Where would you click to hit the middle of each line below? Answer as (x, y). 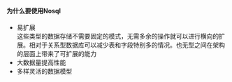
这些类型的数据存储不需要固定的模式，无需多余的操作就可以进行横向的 (118, 36)
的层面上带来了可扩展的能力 (57, 54)
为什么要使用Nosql (34, 11)
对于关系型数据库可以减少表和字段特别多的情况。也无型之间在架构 (130, 45)
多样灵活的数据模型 (44, 71)
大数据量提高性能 (41, 62)
